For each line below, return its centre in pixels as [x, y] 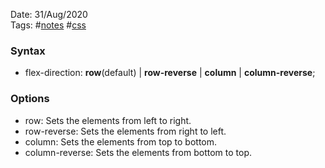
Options [30, 99]
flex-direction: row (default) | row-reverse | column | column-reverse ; [170, 73]
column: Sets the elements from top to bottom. [121, 141]
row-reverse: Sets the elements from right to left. [125, 131]
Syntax [28, 51]
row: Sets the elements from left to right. [108, 120]
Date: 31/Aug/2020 [49, 14]
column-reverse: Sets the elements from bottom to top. [138, 152]
